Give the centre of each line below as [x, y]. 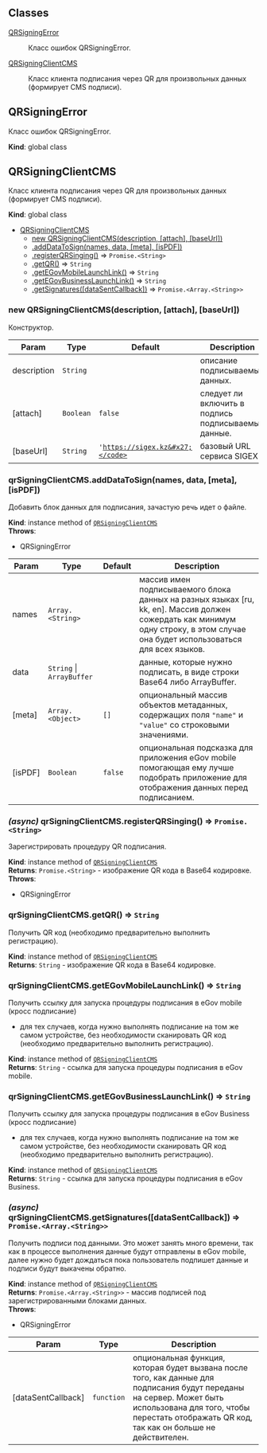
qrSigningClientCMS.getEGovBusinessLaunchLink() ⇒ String [129, 1096]
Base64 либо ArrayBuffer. [188, 682]
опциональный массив [183, 695]
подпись [217, 413]
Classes [29, 13]
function [109, 1397]
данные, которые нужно [186, 662]
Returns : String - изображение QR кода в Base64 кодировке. [112, 965]
